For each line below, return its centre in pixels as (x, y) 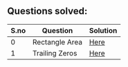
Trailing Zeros (55, 53)
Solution (103, 30)
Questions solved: (47, 11)
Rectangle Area (57, 42)
